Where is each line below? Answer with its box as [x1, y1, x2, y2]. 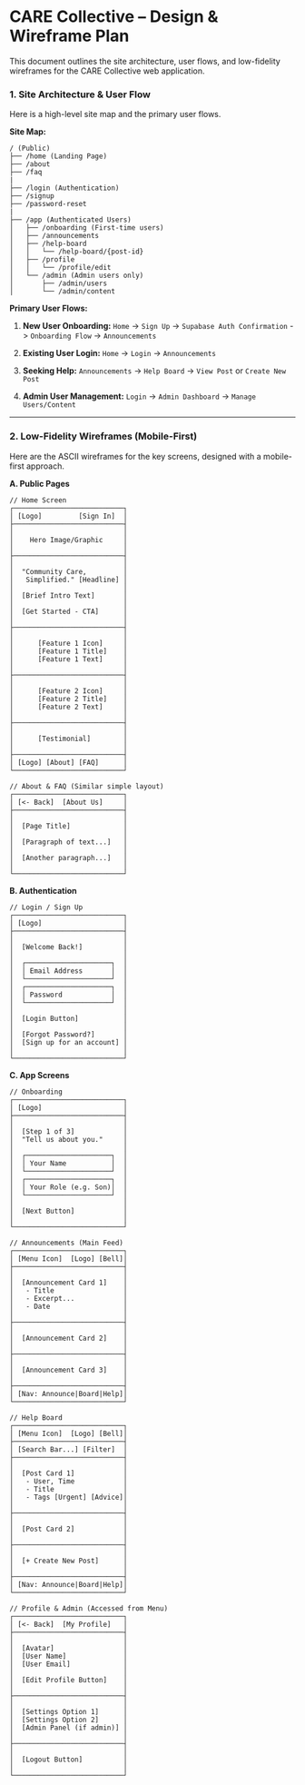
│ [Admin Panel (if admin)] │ [9, 1723, 128, 1732]
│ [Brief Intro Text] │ [9, 590, 128, 600]
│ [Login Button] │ [9, 1014, 128, 1023]
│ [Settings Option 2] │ [9, 1715, 128, 1724]
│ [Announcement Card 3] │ [9, 1365, 128, 1374]
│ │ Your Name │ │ [9, 1158, 128, 1168]
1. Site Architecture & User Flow [9, 88, 152, 101]
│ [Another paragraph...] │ [9, 853, 128, 862]
